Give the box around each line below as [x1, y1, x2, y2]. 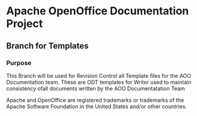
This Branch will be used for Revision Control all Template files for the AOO [6, 72, 192, 79]
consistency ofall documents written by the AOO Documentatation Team [6, 85, 185, 92]
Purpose [6, 59, 32, 67]
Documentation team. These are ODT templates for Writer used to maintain [6, 78, 192, 86]
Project [6, 17, 43, 30]
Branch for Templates [6, 41, 89, 51]
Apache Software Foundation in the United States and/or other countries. [6, 103, 187, 110]
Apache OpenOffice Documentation [6, 4, 189, 18]
